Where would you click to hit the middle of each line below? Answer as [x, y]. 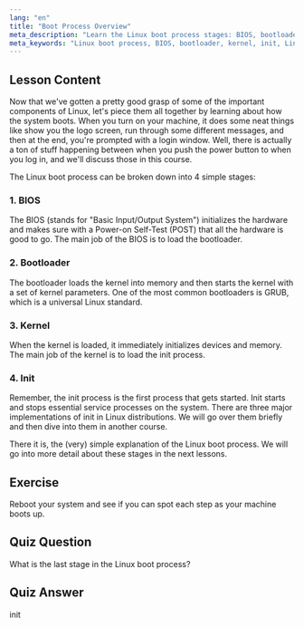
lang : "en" [30, 18]
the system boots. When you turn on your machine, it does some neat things [152, 121]
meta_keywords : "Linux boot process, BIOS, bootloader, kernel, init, [145, 43]
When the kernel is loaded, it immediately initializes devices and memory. [146, 344]
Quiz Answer [47, 593]
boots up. [27, 514]
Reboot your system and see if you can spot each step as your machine [143, 505]
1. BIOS [25, 200]
